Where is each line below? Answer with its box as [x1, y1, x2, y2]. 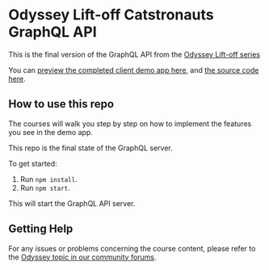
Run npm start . [19, 183, 70, 192]
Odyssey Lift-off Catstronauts [8, 6, 214, 24]
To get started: [8, 158, 58, 168]
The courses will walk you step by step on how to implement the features [8, 119, 252, 129]
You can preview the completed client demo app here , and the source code [8, 65, 259, 74]
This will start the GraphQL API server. [8, 198, 136, 208]
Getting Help [8, 222, 74, 236]
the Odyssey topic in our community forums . [8, 252, 157, 262]
